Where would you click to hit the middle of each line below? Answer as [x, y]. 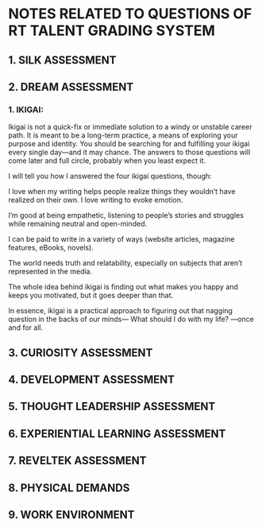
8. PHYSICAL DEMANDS [69, 488]
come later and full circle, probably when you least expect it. [107, 161]
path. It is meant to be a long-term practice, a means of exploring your [123, 135]
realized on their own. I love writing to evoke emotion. [96, 200]
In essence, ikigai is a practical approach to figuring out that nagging [120, 311]
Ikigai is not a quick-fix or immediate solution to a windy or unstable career [130, 127]
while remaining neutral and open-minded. [78, 224]
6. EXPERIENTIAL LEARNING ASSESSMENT [117, 434]
